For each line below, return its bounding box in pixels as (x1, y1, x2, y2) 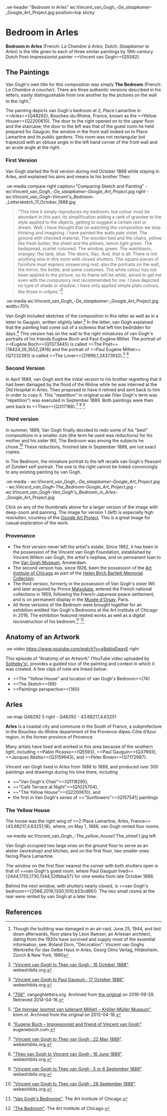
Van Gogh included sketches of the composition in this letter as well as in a (5, 313, 159, 319)
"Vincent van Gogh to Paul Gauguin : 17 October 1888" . (12, 976, 125, 982)
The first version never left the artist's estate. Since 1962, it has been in (12, 544, 159, 550)
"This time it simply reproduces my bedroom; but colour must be (17, 209, 150, 214)
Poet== (103, 341, 118, 347)
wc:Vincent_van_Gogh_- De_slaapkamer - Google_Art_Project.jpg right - (5, 188, 149, 194)
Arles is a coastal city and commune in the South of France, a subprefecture (5, 723, 162, 729)
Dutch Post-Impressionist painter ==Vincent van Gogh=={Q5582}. (5, 54, 141, 60)
